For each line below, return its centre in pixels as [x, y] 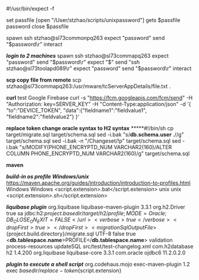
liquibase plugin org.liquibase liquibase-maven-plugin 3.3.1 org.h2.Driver [96, 207]
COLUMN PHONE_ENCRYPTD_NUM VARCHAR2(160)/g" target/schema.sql [98, 153]
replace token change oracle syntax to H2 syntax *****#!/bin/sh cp [90, 128]
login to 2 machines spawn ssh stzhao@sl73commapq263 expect [88, 56]
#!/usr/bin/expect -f [30, 9]
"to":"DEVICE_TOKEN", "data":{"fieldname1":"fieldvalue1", [77, 110]
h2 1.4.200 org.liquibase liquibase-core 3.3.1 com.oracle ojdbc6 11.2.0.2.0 [96, 253]
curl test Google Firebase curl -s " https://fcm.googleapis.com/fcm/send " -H [99, 98]
